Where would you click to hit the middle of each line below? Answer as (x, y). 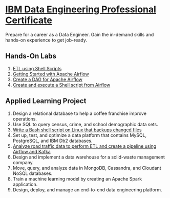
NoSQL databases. (33, 173)
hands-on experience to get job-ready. (46, 40)
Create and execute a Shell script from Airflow (61, 85)
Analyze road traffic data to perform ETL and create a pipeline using (84, 146)
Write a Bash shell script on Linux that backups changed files (77, 130)
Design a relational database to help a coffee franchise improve (80, 113)
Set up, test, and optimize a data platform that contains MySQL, (80, 135)
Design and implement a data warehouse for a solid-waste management (89, 157)
